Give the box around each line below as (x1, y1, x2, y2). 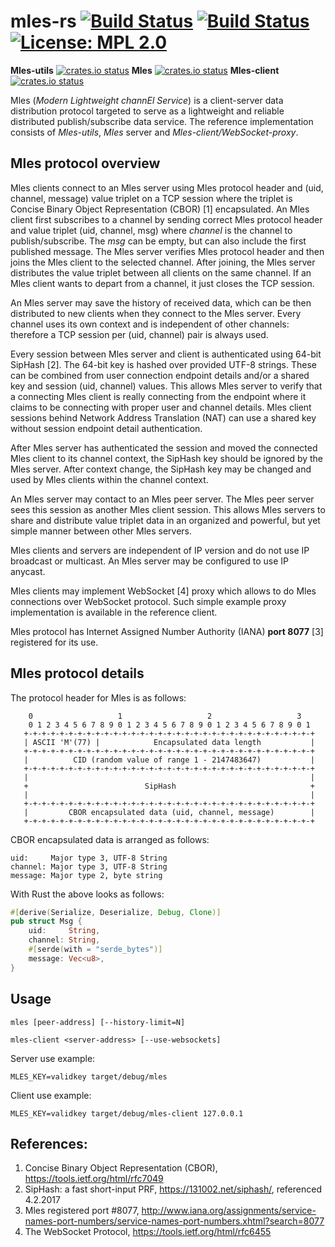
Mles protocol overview (10, 155, 161, 172)
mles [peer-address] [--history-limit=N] (10, 1017, 186, 1027)
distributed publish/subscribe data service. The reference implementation (10, 115, 314, 127)
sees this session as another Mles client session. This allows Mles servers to (10, 503, 326, 515)
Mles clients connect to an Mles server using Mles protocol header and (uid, (10, 181, 324, 194)
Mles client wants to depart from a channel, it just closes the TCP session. (10, 277, 315, 289)
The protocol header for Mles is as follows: (10, 691, 187, 704)
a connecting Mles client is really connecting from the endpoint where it (10, 390, 307, 402)
